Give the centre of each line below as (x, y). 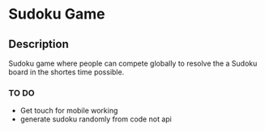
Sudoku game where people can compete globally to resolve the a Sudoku (133, 63)
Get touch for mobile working (69, 111)
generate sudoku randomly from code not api (96, 119)
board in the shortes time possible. (66, 72)
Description (38, 44)
